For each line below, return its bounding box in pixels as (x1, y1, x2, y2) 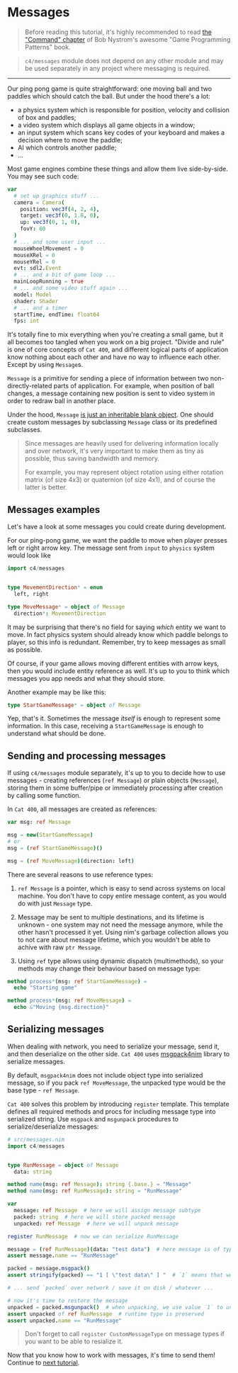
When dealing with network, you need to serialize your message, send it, (7, 1042, 220, 1051)
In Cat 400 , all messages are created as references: (7, 805, 157, 813)
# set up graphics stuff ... (13, 192, 100, 199)
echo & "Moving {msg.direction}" (13, 1004, 110, 1011)
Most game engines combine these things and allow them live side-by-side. (7, 164, 228, 173)
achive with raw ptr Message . (17, 943, 103, 951)
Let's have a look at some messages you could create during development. (7, 522, 227, 531)
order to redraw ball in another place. (7, 397, 116, 405)
